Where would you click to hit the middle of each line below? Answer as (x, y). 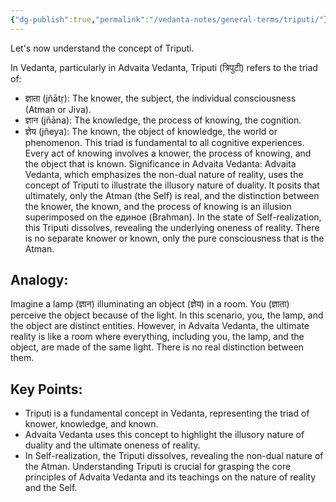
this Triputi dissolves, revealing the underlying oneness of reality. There (172, 227)
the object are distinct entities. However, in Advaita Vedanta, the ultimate (160, 326)
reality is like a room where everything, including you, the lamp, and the (157, 337)
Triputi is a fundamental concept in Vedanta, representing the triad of (167, 413)
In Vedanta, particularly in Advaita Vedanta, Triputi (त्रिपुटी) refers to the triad (164, 67)
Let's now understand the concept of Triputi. (102, 48)
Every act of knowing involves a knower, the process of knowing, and (168, 153)
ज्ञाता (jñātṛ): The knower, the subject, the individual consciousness (160, 98)
